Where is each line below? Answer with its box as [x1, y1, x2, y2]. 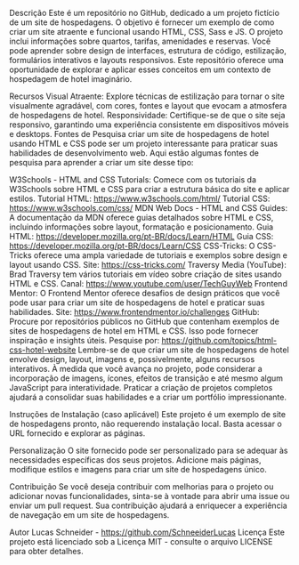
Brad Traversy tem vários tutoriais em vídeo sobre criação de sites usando [9, 269, 282, 279]
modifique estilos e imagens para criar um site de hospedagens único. [9, 464, 267, 474]
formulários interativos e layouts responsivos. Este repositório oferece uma [9, 55, 285, 65]
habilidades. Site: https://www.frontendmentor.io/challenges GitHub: [9, 307, 260, 317]
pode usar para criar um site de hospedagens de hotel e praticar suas [9, 297, 265, 308]
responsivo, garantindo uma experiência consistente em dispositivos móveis [9, 119, 289, 130]
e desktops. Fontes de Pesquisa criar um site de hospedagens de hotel [9, 129, 270, 139]
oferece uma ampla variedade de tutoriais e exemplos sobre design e [34, 250, 287, 261]
